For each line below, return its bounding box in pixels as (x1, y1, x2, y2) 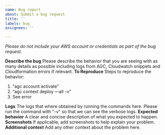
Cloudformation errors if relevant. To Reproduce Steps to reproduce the (5, 68, 152, 74)
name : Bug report (5, 7, 41, 12)
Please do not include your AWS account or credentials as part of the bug (5, 43, 156, 49)
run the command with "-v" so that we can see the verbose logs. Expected (5, 109, 158, 115)
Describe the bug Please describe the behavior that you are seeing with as (5, 58, 158, 64)
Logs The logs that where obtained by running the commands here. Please (5, 103, 158, 109)
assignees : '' (5, 26, 35, 31)
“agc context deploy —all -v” (12, 89, 72, 95)
